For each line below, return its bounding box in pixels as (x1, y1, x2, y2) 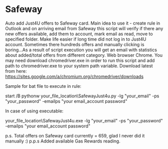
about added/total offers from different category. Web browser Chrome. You (5, 52, 163, 58)
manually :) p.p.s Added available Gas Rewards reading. (5, 138, 120, 144)
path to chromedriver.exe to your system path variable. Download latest (5, 63, 153, 69)
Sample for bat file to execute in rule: (5, 83, 82, 89)
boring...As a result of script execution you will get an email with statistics (5, 47, 157, 53)
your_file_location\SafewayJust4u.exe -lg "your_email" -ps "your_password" (5, 117, 163, 123)
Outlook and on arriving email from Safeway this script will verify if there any (5, 25, 163, 31)
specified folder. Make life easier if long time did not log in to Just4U (5, 36, 146, 42)
